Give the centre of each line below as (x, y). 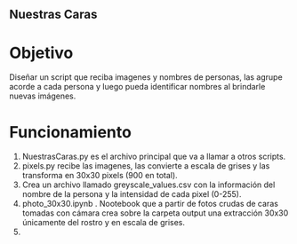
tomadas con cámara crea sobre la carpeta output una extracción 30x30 (155, 213)
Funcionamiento (70, 132)
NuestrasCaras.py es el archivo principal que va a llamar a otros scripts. (154, 157)
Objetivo (41, 53)
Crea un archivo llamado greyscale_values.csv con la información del (148, 185)
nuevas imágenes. (43, 96)
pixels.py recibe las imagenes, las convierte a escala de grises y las (146, 166)
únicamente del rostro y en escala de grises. (103, 223)
